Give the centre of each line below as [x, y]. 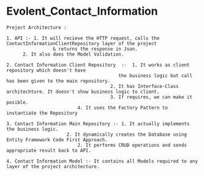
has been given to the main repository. [59, 81]
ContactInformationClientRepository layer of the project [82, 43]
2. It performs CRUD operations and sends [132, 145]
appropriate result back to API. [49, 150]
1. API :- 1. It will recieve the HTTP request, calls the [83, 38]
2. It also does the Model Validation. [73, 54]
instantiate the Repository [42, 113]
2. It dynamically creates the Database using [127, 134]
